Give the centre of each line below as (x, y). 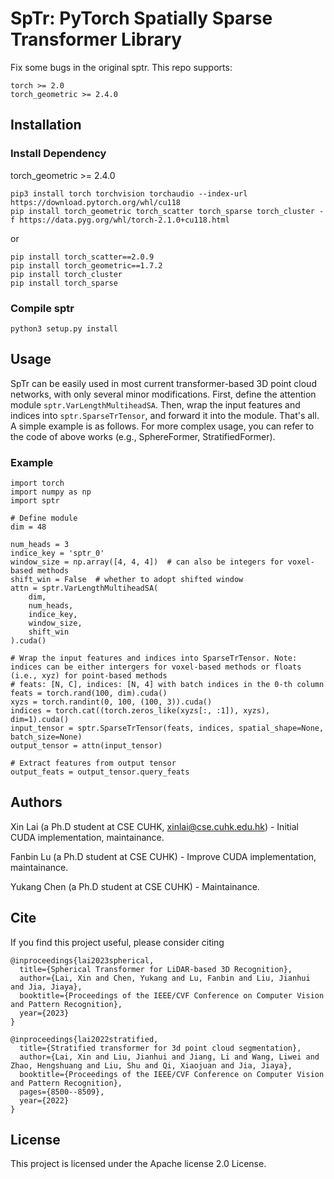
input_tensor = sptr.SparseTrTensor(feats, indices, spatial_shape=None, (167, 728)
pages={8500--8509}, (62, 1092)
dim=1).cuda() (40, 720)
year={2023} (44, 1013)
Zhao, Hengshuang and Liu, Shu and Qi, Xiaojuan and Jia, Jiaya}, (151, 1065)
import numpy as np (51, 492)
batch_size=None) (46, 737)
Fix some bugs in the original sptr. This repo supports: (121, 67)
